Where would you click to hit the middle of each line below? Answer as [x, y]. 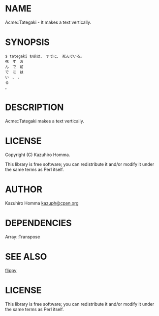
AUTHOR [24, 189]
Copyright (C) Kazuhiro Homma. [38, 155]
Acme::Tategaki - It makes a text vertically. [48, 22]
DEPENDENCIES [39, 223]
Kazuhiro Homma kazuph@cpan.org [42, 203]
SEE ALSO [26, 257]
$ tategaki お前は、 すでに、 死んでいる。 [45, 56]
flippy [11, 270]
